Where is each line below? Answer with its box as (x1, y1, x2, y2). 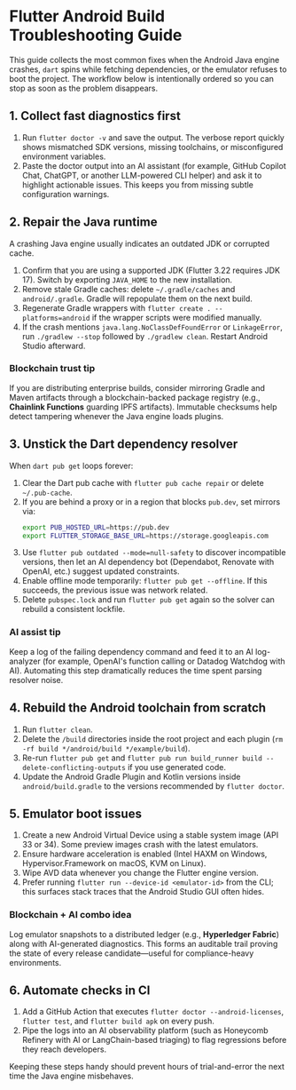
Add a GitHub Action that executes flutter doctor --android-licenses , (21, 1006, 284, 1017)
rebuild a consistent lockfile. (21, 604, 126, 615)
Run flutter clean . (21, 724, 93, 735)
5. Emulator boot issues (9, 806, 142, 821)
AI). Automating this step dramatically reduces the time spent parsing (9, 664, 262, 676)
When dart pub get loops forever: (9, 460, 134, 471)
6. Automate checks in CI (9, 983, 151, 999)
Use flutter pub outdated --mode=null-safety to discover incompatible (21, 547, 286, 558)
